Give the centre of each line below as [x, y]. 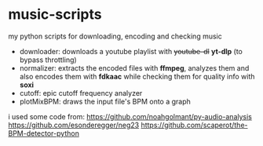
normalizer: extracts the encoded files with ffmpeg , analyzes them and [134, 68]
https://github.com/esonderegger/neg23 [74, 125]
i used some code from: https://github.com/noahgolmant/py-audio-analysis [130, 116]
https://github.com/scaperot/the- [195, 125]
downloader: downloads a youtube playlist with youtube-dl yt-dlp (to [131, 51]
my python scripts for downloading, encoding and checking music [115, 36]
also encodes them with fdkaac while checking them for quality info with [137, 76]
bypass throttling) [48, 60]
